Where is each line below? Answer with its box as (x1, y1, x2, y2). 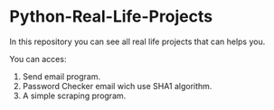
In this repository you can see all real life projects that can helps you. (9, 36, 266, 47)
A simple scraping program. (22, 90, 127, 101)
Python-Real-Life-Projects (9, 6, 213, 27)
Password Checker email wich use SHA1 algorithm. (22, 80, 213, 91)
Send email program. (22, 70, 101, 82)
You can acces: (9, 53, 67, 64)
